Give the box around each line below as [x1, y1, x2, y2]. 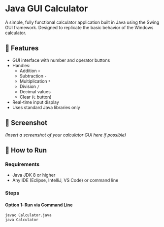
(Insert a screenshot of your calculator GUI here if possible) [5, 132, 127, 138]
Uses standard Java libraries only [12, 104, 80, 110]
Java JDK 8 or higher [12, 172, 56, 178]
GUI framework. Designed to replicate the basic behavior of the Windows [5, 24, 154, 30]
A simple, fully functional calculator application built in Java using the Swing [5, 19, 160, 25]
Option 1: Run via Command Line [5, 202, 73, 208]
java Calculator [5, 218, 38, 223]
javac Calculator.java [5, 213, 52, 218]
